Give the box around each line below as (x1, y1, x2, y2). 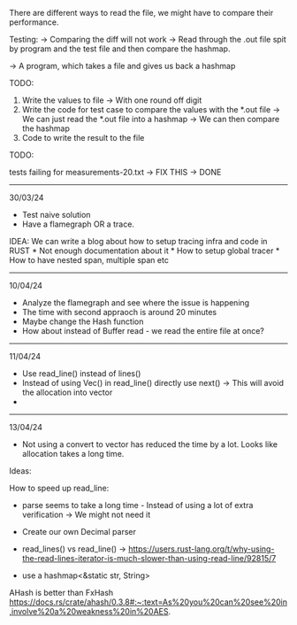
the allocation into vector (21, 387, 113, 397)
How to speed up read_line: (9, 482, 110, 493)
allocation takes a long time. (21, 449, 125, 459)
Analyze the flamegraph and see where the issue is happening (21, 297, 250, 308)
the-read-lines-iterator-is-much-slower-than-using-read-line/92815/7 (21, 553, 277, 563)
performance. (9, 17, 59, 27)
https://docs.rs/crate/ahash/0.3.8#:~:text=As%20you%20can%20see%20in (9, 597, 287, 607)
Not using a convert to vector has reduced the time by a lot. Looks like (21, 439, 278, 450)
